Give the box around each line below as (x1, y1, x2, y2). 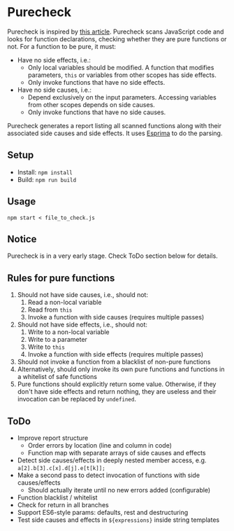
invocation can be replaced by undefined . (17, 395, 136, 404)
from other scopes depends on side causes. (27, 100, 155, 109)
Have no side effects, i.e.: (17, 55, 91, 64)
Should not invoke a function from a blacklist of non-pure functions (17, 358, 211, 366)
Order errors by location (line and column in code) (27, 441, 173, 449)
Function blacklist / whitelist (17, 493, 98, 502)
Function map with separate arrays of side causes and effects (27, 449, 206, 457)
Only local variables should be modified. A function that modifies (27, 63, 214, 71)
